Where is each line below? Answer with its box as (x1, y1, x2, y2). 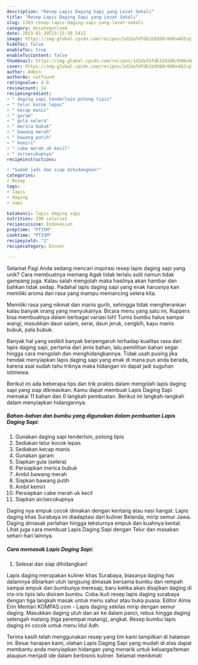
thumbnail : (6, 58, 33, 64)
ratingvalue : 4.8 (6, 80, 49, 86)
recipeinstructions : (6, 157, 58, 162)
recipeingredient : (6, 91, 52, 97)
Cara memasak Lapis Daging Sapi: (6, 546, 93, 553)
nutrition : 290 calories (6, 216, 68, 222)
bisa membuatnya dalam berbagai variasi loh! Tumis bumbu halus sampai (6, 313, 184, 321)
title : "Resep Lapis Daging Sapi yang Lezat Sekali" (6, 14, 139, 20)
